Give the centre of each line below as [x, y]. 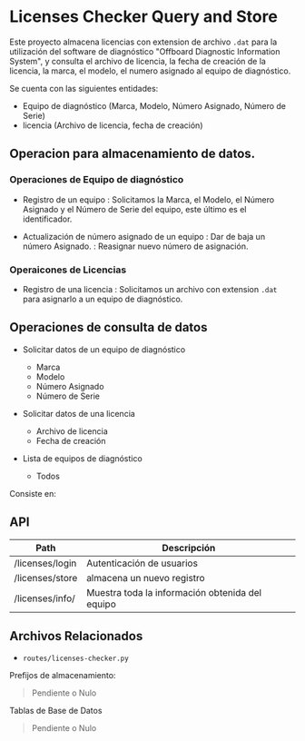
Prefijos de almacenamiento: [63, 676]
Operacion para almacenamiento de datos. [133, 154]
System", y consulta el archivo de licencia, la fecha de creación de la [138, 61]
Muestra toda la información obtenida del [173, 592]
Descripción [189, 548]
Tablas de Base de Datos [56, 711]
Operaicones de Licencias [68, 270]
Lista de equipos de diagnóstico [82, 458]
